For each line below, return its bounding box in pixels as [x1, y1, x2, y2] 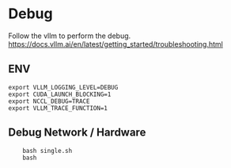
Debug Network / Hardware [8, 126, 146, 139]
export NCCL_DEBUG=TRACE [8, 97, 90, 105]
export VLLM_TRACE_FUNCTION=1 [8, 104, 108, 112]
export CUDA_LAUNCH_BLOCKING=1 [8, 90, 112, 98]
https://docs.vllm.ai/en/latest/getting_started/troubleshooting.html [8, 39, 223, 48]
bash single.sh [22, 147, 73, 155]
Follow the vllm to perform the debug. [8, 31, 131, 40]
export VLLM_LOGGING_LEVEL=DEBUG [8, 83, 119, 91]
